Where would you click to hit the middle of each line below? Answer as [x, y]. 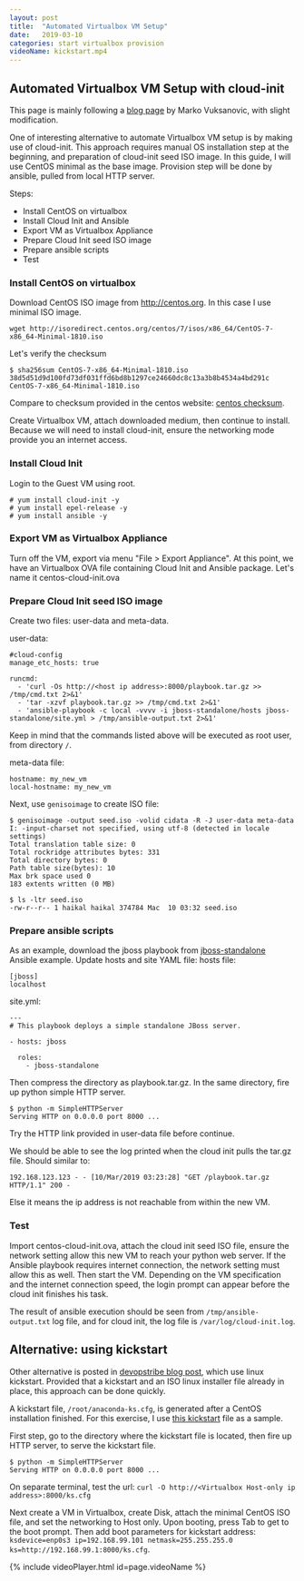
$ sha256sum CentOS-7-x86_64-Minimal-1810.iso [99, 370]
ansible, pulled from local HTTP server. [82, 176]
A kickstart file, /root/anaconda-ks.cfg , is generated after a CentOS [135, 1409]
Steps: [21, 193]
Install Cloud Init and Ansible [76, 221]
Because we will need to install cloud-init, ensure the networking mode [142, 430]
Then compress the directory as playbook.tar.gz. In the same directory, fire [150, 1083]
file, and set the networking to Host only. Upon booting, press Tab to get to [149, 1522]
